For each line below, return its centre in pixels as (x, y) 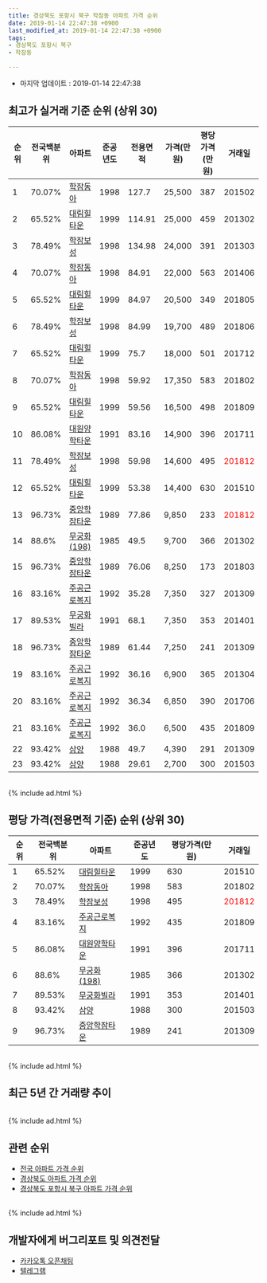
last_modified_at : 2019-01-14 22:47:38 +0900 (85, 30)
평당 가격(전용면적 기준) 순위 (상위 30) (97, 820)
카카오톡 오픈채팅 (46, 1261)
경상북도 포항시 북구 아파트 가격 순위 (76, 1189)
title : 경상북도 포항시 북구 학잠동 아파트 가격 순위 (83, 16)
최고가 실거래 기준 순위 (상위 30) (83, 111)
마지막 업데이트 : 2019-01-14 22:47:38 (80, 83)
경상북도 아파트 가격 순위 (58, 1179)
